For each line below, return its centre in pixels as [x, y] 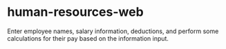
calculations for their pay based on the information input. [88, 38]
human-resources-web [75, 12]
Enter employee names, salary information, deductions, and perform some [113, 31]
